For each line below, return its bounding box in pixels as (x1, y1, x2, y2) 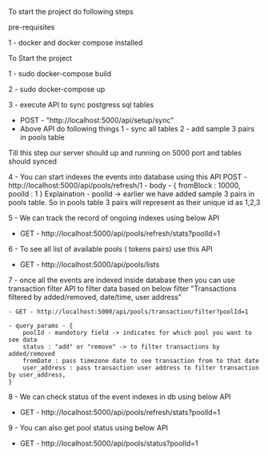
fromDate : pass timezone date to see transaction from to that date (22, 357, 260, 365)
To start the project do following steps (8, 7, 134, 16)
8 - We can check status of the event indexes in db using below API (8, 392, 231, 402)
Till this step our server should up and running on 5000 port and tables (8, 148, 242, 157)
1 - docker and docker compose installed (8, 38, 143, 47)
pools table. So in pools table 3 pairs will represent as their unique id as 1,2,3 (8, 198, 261, 207)
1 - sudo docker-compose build (8, 69, 112, 79)
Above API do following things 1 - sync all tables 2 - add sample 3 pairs (19, 124, 254, 133)
